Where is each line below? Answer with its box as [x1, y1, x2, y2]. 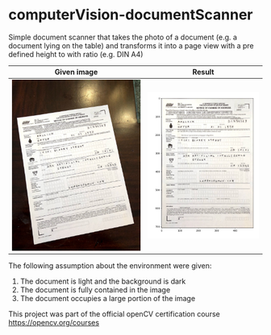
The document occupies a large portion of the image [19, 294, 196, 304]
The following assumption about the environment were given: [8, 261, 212, 271]
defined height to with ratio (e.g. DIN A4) [8, 49, 144, 59]
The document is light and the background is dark [19, 276, 186, 287]
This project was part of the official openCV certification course [8, 309, 220, 319]
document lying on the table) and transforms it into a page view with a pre [8, 40, 254, 50]
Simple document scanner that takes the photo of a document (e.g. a [8, 32, 238, 42]
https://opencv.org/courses [8, 318, 99, 328]
